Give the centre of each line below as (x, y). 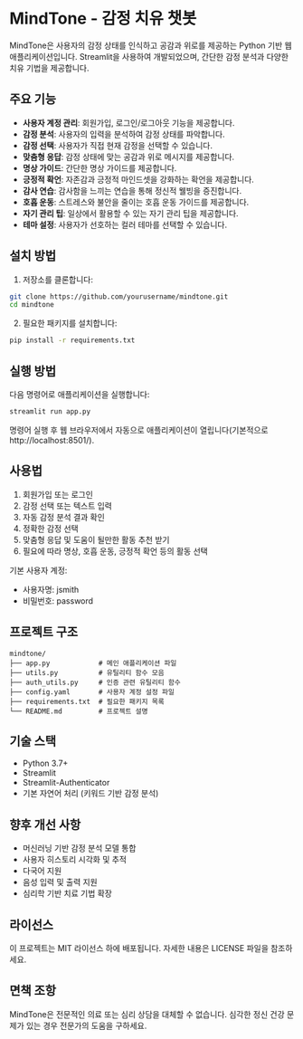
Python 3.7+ (45, 763)
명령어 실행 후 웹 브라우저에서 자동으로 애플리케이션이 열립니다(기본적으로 (139, 430)
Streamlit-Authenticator (66, 783)
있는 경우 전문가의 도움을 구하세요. (86, 1025)
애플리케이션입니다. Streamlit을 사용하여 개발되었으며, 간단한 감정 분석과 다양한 (149, 56)
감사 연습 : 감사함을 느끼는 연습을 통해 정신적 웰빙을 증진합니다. (132, 190)
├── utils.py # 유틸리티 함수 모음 (87, 672)
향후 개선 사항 (45, 825)
